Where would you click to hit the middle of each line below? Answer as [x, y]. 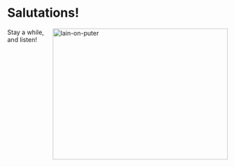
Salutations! [43, 13]
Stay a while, [26, 32]
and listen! [22, 39]
